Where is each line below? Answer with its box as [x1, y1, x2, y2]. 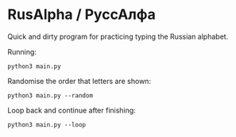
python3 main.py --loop [7, 120, 87, 128]
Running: [7, 47, 37, 56]
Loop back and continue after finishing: [7, 105, 136, 115]
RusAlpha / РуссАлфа [7, 6, 157, 24]
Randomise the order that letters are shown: [7, 76, 152, 86]
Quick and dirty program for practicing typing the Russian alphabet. [7, 32, 229, 41]
